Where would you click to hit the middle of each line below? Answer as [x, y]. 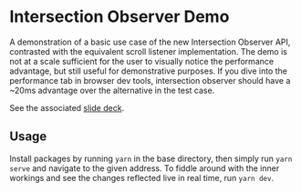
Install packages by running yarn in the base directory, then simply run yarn [151, 158]
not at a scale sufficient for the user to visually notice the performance [142, 61]
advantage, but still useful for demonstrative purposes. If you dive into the [148, 71]
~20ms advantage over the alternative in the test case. [112, 90]
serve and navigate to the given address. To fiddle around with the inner [145, 168]
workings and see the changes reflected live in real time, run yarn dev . [142, 177]
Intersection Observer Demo [119, 17]
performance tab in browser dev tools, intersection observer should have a [150, 80]
